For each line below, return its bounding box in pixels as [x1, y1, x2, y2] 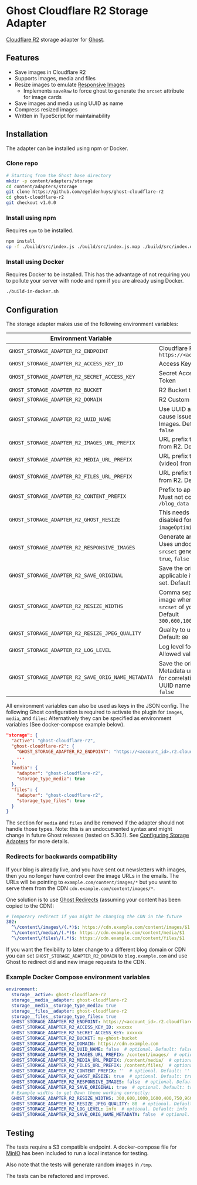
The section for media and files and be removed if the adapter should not [6, 819, 184, 826]
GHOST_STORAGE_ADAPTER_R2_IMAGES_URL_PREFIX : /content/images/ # [11, 1051, 177, 1058]
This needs [158, 508, 189, 517]
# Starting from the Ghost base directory [6, 172, 111, 178]
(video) [158, 459, 179, 467]
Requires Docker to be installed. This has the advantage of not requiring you [6, 271, 191, 278]
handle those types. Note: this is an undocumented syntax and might [6, 826, 172, 833]
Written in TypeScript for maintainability [14, 112, 111, 119]
